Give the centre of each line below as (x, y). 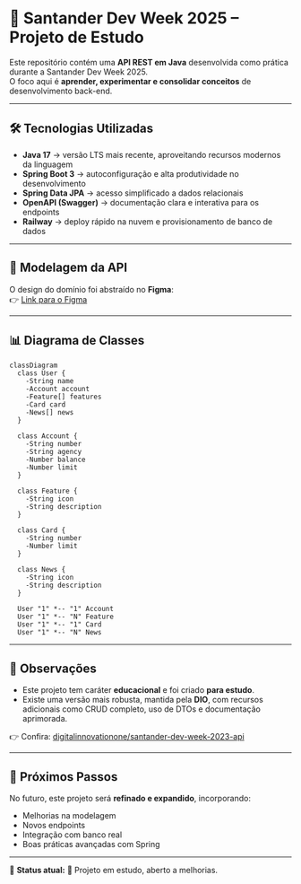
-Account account (58, 389)
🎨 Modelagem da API (69, 268)
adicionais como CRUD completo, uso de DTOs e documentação (142, 709)
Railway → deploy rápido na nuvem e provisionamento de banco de (147, 221)
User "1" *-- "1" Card (60, 625)
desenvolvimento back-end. (61, 91)
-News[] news (50, 413)
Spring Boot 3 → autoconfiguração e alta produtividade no (130, 173)
